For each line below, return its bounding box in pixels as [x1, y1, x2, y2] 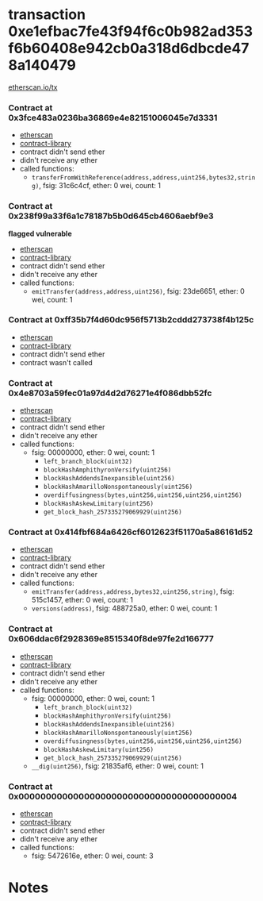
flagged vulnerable [8, 229, 73, 238]
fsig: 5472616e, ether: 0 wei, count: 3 [31, 851, 154, 861]
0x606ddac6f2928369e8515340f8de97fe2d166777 [8, 633, 214, 645]
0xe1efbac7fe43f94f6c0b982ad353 [8, 22, 253, 40]
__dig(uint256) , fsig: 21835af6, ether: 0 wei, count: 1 [31, 760, 204, 771]
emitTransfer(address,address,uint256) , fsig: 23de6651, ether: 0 [31, 286, 246, 295]
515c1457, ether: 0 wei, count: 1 [31, 595, 133, 605]
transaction [8, 6, 86, 24]
